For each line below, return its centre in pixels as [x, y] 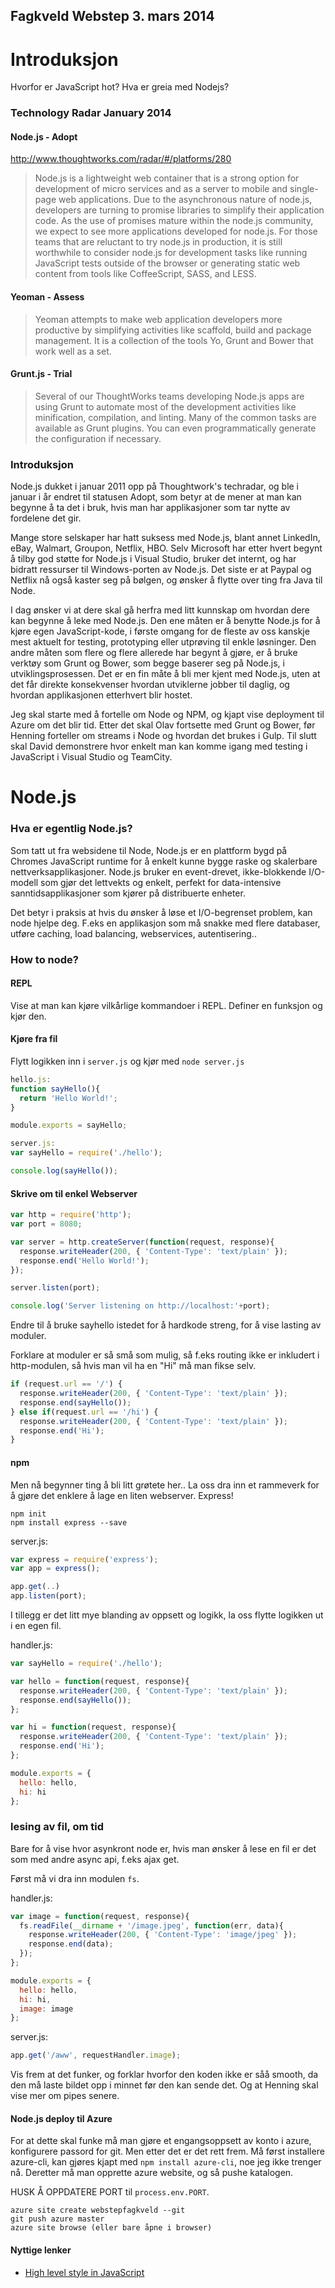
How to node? [44, 959]
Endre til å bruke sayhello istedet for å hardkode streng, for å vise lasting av [166, 1325]
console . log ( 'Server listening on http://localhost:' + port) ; [140, 1306]
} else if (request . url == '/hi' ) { [84, 1412]
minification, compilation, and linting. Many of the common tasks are [175, 417]
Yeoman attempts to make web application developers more [158, 319]
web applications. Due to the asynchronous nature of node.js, [185, 200]
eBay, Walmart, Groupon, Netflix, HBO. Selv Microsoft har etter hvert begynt [166, 548]
